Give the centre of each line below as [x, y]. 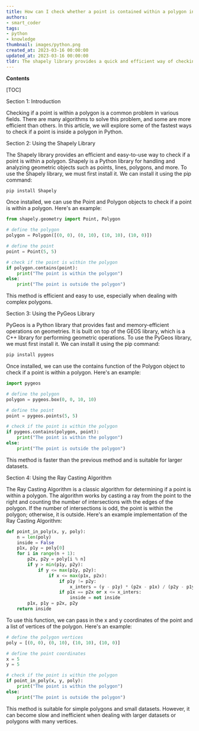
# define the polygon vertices [45, 637]
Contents [18, 78]
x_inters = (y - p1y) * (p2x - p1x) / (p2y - [127, 587]
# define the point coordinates [46, 653]
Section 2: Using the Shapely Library [51, 143]
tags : [13, 28]
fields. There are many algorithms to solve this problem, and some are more [99, 119]
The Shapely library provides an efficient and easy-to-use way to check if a [98, 154]
